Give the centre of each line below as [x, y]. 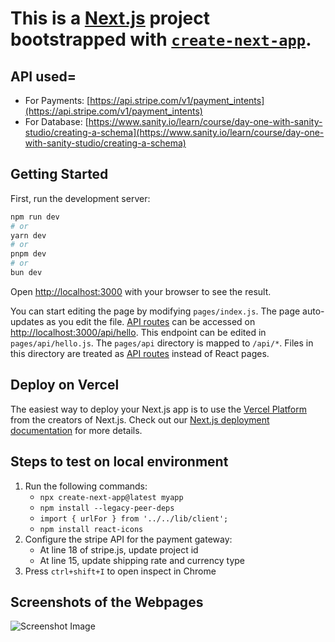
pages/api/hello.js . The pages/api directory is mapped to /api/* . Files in [162, 343]
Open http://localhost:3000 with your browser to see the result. [141, 291]
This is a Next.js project [110, 18]
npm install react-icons [91, 529]
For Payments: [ [57, 100]
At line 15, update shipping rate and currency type [142, 560]
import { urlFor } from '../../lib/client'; [134, 518]
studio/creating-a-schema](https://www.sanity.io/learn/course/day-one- [174, 132]
